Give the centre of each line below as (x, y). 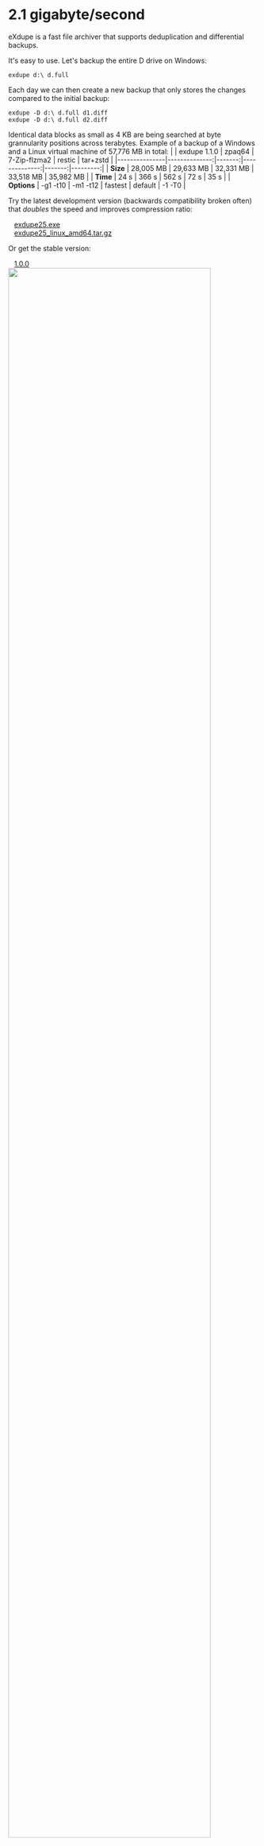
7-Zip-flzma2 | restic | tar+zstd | (61, 160)
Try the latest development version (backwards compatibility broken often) (130, 200)
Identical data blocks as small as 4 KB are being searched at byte (115, 134)
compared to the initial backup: (59, 98)
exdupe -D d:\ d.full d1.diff (58, 113)
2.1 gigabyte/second (77, 15)
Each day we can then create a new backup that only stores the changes (127, 90)
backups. (23, 45)
